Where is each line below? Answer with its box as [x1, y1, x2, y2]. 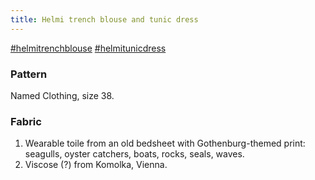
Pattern [10, 67, 48, 81]
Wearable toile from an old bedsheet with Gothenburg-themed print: [24, 137, 306, 150]
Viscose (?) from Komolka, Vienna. [24, 159, 168, 171]
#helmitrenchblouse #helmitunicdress [10, 42, 167, 54]
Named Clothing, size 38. [10, 89, 115, 101]
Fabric [10, 114, 42, 128]
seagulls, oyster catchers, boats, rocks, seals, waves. [24, 148, 245, 160]
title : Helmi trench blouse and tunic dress [10, 14, 199, 25]
